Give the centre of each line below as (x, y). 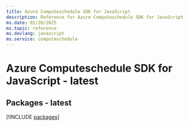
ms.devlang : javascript (35, 34)
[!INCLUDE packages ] (33, 117)
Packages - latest (39, 103)
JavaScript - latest (52, 81)
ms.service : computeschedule (42, 39)
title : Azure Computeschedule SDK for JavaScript (69, 12)
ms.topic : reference (32, 28)
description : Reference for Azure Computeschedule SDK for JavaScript (95, 17)
